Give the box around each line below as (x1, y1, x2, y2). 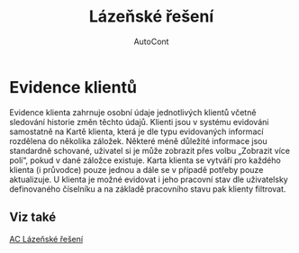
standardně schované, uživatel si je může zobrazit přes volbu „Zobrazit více (9, 145, 291, 156)
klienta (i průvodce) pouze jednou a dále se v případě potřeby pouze (9, 164, 264, 175)
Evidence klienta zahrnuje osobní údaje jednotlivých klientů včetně (9, 106, 257, 118)
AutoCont (133, 36, 169, 47)
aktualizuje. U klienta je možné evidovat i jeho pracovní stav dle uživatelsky (9, 174, 288, 185)
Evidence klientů (9, 77, 138, 97)
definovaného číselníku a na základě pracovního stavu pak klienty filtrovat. (9, 183, 286, 194)
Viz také (9, 210, 57, 225)
